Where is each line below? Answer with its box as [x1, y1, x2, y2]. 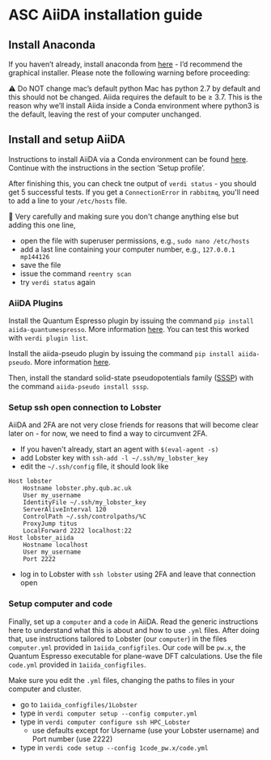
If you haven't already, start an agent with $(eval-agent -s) [19, 444, 219, 454]
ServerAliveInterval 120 [23, 506, 107, 514]
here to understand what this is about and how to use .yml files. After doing [8, 625, 260, 635]
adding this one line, [8, 220, 76, 230]
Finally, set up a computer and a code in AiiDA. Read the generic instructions [8, 617, 259, 626]
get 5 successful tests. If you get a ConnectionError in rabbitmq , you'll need [8, 187, 260, 197]
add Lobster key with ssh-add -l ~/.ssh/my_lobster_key [19, 453, 209, 463]
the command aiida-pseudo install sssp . [8, 382, 150, 392]
